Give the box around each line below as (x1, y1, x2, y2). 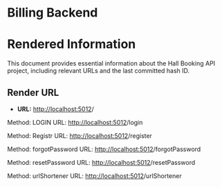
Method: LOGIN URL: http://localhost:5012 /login (7, 118, 143, 126)
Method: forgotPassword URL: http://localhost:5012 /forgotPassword (7, 145, 201, 153)
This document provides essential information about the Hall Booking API (7, 59, 216, 68)
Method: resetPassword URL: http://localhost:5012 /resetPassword (7, 158, 196, 166)
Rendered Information (7, 37, 136, 52)
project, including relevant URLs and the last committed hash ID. (7, 67, 190, 75)
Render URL (7, 86, 59, 98)
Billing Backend (7, 5, 98, 21)
